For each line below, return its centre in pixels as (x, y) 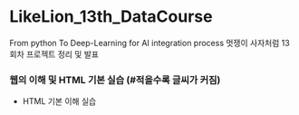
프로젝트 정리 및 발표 (63, 54)
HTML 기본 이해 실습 (59, 101)
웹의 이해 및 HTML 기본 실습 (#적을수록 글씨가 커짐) (115, 80)
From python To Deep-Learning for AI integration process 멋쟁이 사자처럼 (145, 43)
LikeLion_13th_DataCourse (111, 17)
